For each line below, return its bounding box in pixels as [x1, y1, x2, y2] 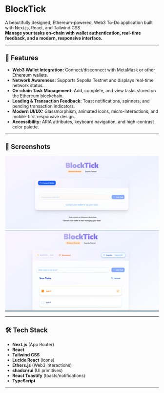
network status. [12, 82, 44, 88]
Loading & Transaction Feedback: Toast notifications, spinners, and [12, 98, 150, 103]
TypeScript [12, 377, 36, 384]
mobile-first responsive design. [12, 113, 75, 119]
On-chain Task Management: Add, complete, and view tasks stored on [12, 87, 156, 93]
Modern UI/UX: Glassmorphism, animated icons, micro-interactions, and [12, 108, 159, 114]
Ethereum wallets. [12, 72, 49, 78]
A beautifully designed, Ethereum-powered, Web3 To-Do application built [5, 20, 153, 25]
